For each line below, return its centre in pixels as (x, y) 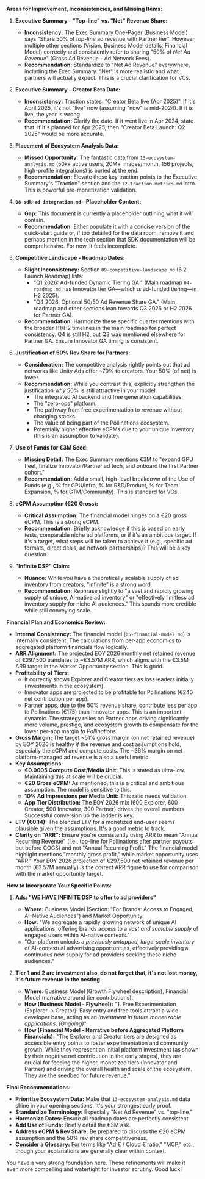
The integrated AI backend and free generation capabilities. (108, 397)
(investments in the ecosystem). (65, 686)
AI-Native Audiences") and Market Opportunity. (84, 916)
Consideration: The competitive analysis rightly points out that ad (107, 364)
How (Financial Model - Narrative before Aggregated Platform (104, 1030)
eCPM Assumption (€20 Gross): (57, 503)
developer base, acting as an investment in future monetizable (103, 1017)
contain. (34, 220)
